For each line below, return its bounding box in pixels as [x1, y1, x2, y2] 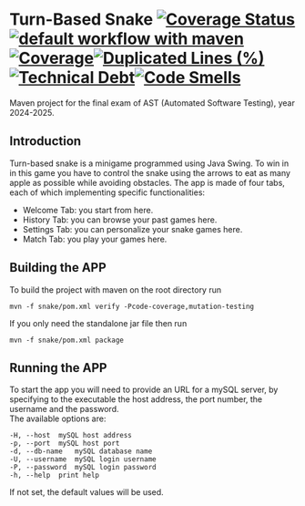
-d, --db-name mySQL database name [9, 447, 153, 456]
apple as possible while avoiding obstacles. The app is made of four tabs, [9, 177, 285, 188]
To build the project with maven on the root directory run [9, 284, 221, 295]
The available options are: [9, 413, 107, 424]
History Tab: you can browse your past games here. [22, 214, 218, 225]
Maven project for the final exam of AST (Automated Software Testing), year [9, 97, 296, 108]
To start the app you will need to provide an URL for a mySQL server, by [9, 384, 279, 396]
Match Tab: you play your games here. [22, 233, 168, 244]
